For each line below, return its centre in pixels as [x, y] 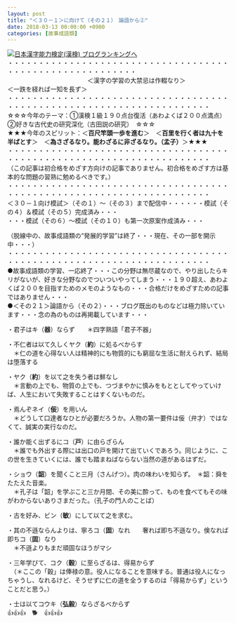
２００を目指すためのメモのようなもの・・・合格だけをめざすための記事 [124, 288]
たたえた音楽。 [29, 483]
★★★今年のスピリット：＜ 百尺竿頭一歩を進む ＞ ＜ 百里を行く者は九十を [115, 133]
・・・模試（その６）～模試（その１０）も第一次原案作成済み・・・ [106, 221]
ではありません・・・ [38, 297]
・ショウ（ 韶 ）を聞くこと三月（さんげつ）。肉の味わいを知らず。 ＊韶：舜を [118, 474]
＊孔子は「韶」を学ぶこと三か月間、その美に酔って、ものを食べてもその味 [120, 492]
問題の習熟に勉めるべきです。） [70, 177]
